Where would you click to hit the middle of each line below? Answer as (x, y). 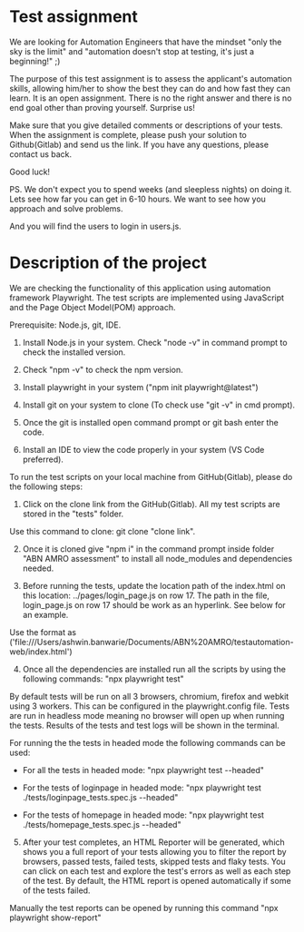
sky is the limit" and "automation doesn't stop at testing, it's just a (132, 51)
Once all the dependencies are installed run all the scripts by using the (154, 669)
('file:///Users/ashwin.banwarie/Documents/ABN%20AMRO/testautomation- (152, 642)
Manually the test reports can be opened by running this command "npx (144, 907)
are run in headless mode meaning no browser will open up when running (147, 715)
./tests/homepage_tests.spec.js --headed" (102, 824)
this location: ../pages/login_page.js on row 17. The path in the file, (146, 595)
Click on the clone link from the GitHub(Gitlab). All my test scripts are (151, 504)
